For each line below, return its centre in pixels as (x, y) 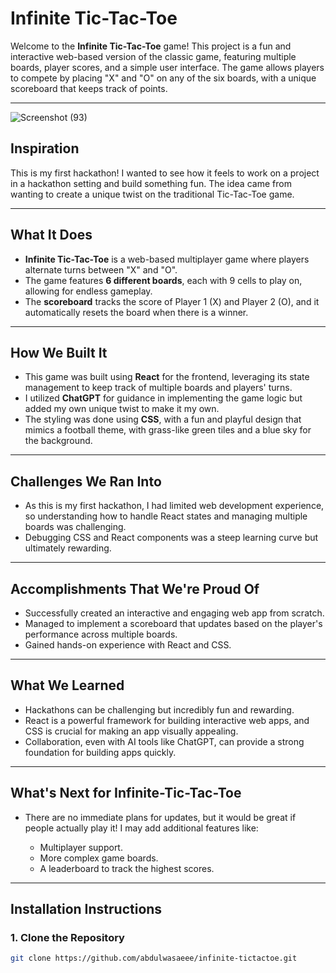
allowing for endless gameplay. (88, 291)
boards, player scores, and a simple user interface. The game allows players (167, 67)
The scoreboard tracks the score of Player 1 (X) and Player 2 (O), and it (172, 301)
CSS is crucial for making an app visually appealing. (131, 731)
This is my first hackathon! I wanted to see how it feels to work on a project (165, 173)
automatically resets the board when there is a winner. (136, 312)
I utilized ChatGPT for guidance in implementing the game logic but (163, 398)
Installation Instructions (86, 909)
